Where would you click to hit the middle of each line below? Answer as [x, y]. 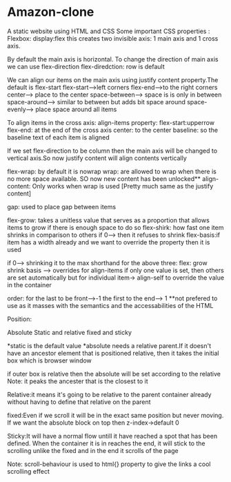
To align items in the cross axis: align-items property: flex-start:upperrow [111, 122]
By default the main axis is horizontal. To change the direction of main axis [113, 59]
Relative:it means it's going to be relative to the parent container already [109, 394]
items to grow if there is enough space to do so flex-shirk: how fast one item [115, 227]
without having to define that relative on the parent [79, 402]
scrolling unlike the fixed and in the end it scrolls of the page [93, 450]
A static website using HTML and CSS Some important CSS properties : [109, 31]
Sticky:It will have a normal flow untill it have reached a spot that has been [112, 436]
